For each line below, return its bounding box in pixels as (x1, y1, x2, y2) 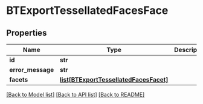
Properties (6, 28, 47, 38)
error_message (9, 66, 54, 74)
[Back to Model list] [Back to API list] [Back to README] (6, 91, 145, 98)
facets (9, 76, 28, 83)
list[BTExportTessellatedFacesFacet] (59, 76, 169, 83)
